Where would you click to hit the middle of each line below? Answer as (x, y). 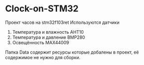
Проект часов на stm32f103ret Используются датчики (62, 22)
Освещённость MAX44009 (41, 42)
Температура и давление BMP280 (49, 37)
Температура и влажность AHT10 (48, 32)
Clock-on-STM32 (42, 9)
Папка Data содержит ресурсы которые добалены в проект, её (72, 52)
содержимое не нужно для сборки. (43, 57)
